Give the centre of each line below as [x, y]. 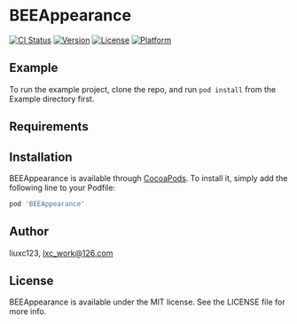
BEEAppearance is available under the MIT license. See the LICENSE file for [147, 302]
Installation [41, 157]
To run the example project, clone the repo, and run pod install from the [143, 89]
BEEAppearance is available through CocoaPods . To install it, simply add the [148, 178]
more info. [28, 312]
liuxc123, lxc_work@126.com [61, 253]
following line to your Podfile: [63, 187]
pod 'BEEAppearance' [47, 204]
